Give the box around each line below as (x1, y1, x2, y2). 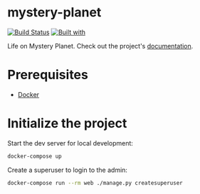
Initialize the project (7, 116, 127, 132)
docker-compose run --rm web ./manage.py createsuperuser (7, 179, 183, 186)
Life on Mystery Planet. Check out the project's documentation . (7, 41, 194, 50)
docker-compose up (7, 153, 62, 160)
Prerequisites (7, 67, 89, 83)
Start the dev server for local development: (7, 138, 134, 147)
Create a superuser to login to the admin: (7, 165, 128, 174)
